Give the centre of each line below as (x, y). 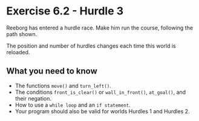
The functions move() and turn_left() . (63, 85)
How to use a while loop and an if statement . (73, 105)
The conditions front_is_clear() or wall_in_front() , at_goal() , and (100, 92)
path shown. (22, 34)
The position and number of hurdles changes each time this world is (91, 46)
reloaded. (18, 52)
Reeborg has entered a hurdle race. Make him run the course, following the (100, 28)
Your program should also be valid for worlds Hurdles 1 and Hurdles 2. (102, 111)
